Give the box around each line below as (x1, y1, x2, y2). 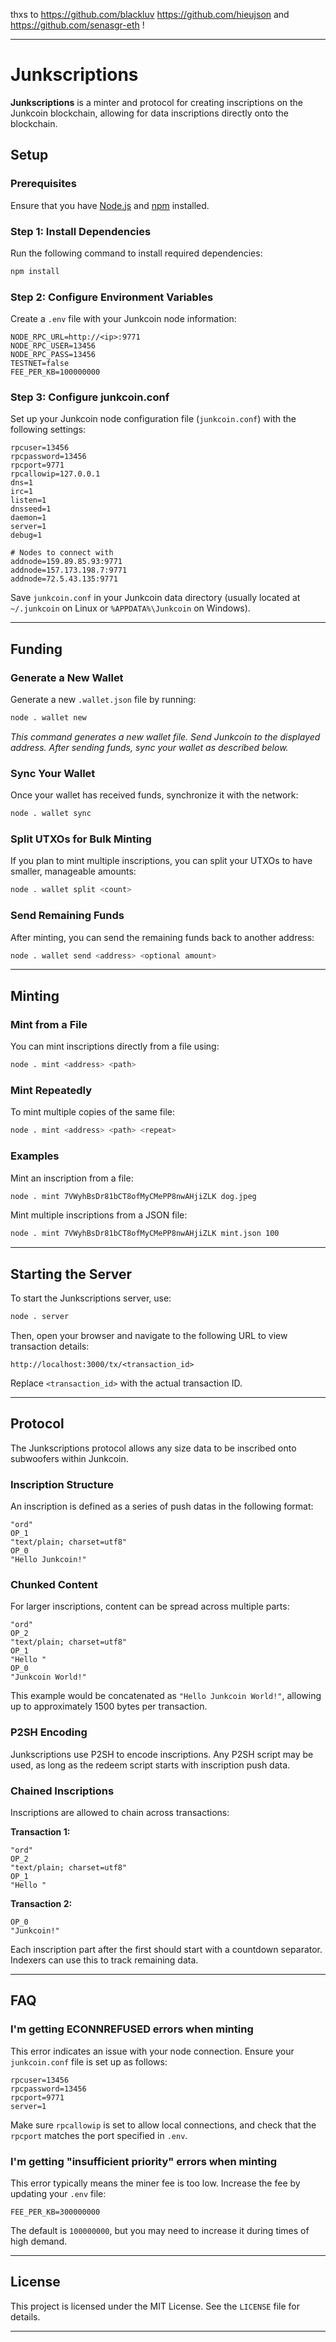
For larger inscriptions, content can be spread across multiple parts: (10, 1600, 290, 1613)
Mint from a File (10, 1017, 88, 1031)
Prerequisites (10, 177, 77, 191)
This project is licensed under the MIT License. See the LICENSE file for (10, 2300, 300, 2312)
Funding (10, 640, 63, 658)
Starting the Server (10, 1265, 133, 1283)
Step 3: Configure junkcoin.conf (10, 390, 170, 404)
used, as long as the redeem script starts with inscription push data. (10, 1759, 291, 1771)
